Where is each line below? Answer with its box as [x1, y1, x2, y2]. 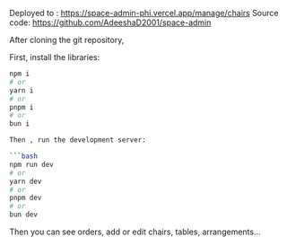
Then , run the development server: [9, 136, 146, 145]
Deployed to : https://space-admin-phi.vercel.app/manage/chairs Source [9, 8, 279, 18]
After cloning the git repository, [9, 35, 125, 45]
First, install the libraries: [9, 52, 100, 62]
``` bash [9, 152, 39, 161]
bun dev [9, 210, 39, 219]
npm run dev [9, 160, 54, 169]
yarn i [9, 85, 34, 95]
